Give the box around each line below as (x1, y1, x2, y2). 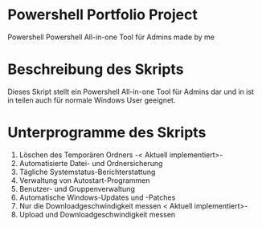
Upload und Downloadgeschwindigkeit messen (18, 209, 176, 219)
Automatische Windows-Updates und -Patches (18, 193, 176, 202)
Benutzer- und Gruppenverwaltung (18, 184, 136, 193)
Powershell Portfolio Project (7, 6, 198, 24)
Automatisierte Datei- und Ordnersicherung (18, 158, 163, 168)
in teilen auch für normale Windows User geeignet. (7, 95, 176, 105)
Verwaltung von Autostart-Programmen (18, 175, 150, 185)
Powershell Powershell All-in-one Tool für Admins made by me (7, 32, 215, 42)
